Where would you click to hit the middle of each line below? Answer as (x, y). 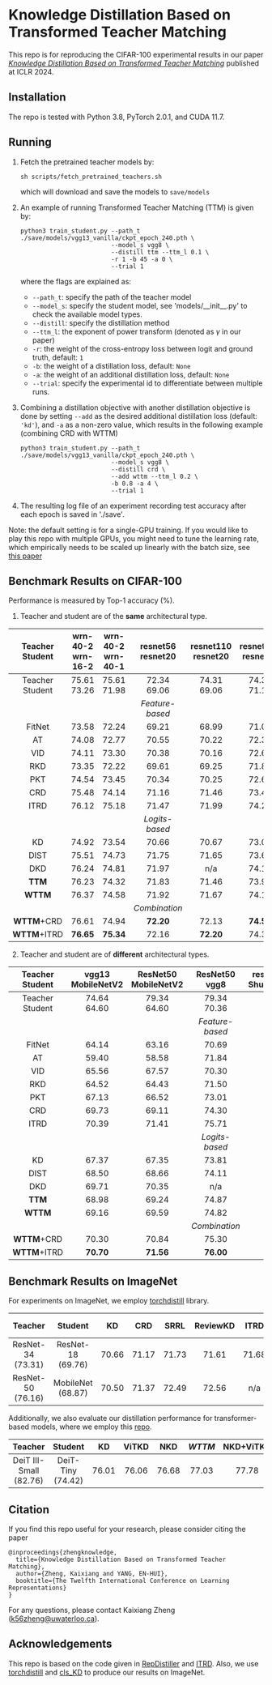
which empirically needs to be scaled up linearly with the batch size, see (130, 547)
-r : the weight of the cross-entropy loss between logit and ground (142, 348)
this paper (25, 556)
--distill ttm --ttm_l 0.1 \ (160, 252)
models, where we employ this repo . (91, 1427)
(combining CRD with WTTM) (69, 433)
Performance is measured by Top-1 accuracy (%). (92, 600)
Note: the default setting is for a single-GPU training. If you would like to (128, 530)
